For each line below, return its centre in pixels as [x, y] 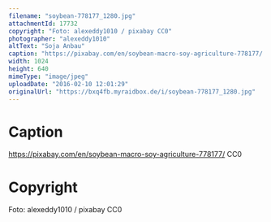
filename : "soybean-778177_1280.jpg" [72, 16]
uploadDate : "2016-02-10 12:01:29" [69, 84]
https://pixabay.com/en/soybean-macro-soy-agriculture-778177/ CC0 [125, 155]
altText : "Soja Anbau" [47, 46]
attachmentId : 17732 [43, 24]
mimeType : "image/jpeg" [49, 76]
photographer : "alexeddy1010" [60, 39]
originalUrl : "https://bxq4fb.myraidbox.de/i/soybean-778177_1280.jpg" [132, 91]
